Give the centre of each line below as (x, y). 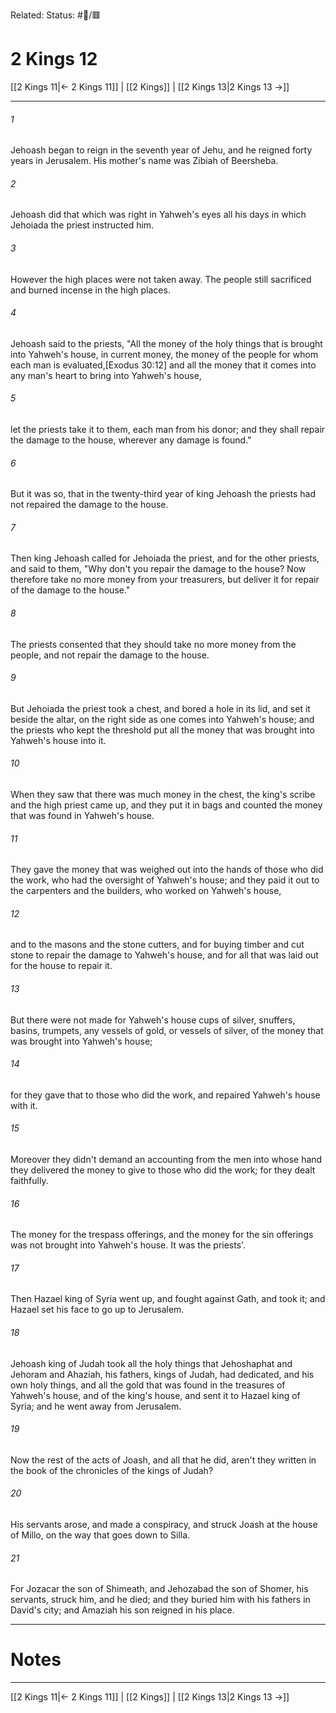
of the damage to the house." (70, 590)
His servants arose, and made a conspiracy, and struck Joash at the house (164, 1524)
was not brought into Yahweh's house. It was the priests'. (128, 1245)
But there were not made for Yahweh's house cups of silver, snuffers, (153, 1020)
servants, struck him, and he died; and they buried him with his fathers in (160, 1600)
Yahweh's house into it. (58, 740)
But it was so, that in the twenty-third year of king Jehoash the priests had (163, 494)
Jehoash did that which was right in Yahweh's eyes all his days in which (158, 215)
